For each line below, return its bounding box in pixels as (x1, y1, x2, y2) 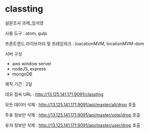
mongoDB (12, 71, 33, 77)
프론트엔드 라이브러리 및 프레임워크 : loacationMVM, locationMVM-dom (5, 40, 145, 47)
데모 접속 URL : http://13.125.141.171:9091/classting (5, 91, 104, 97)
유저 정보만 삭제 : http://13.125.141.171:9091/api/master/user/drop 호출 (5, 122, 140, 128)
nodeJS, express (12, 66, 46, 71)
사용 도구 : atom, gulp (5, 30, 47, 36)
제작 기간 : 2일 (5, 81, 33, 87)
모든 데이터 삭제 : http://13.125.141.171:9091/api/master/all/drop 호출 (5, 101, 136, 107)
